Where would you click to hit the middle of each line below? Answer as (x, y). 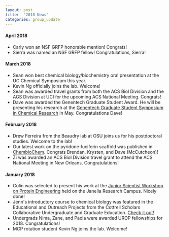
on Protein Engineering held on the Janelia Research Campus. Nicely (84, 191)
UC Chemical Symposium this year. (49, 80)
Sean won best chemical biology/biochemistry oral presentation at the (86, 75)
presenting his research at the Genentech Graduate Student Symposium (88, 108)
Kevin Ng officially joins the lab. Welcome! (56, 86)
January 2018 (20, 174)
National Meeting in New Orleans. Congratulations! (66, 162)
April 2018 (16, 36)
